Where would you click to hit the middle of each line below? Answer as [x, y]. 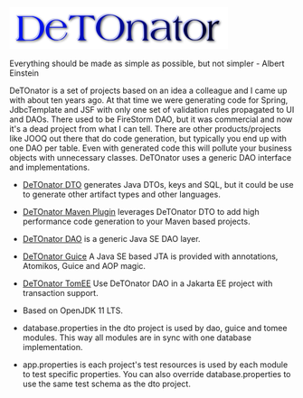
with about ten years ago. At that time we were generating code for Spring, [149, 100]
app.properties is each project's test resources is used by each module [155, 365]
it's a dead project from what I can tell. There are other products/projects [146, 129]
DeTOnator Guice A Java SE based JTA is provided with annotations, [150, 256]
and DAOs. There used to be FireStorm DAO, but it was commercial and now [151, 119]
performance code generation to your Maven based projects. [136, 221]
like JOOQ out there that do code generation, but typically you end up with [148, 139]
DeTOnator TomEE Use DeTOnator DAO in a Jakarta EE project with [147, 283]
